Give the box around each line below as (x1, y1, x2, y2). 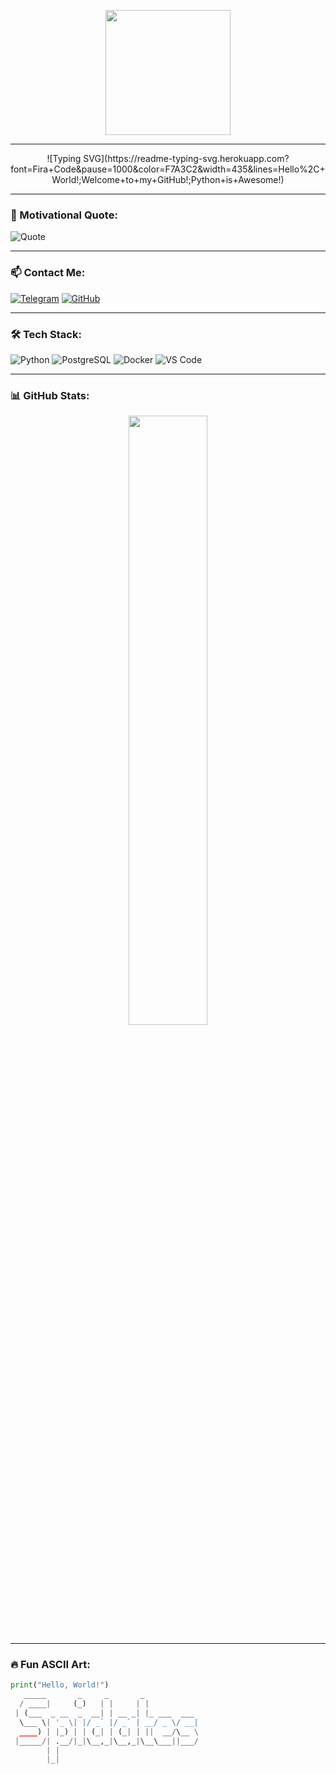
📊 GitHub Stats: (10, 388, 90, 402)
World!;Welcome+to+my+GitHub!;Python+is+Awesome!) (51, 174, 285, 185)
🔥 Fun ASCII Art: (10, 1658, 91, 1672)
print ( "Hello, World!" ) (10, 1680, 110, 1690)
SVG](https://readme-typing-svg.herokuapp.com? (83, 153, 290, 164)
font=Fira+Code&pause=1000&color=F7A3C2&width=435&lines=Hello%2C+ (10, 163, 326, 175)
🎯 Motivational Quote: (10, 208, 118, 222)
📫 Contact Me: (10, 266, 86, 280)
